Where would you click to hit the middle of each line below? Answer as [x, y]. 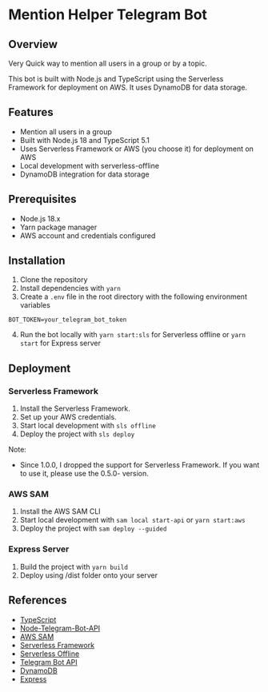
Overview [33, 44]
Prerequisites [42, 199]
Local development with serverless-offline [90, 165]
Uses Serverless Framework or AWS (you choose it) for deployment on [137, 149]
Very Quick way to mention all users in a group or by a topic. [108, 63]
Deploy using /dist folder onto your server [89, 575]
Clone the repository [54, 280]
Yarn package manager [58, 227]
